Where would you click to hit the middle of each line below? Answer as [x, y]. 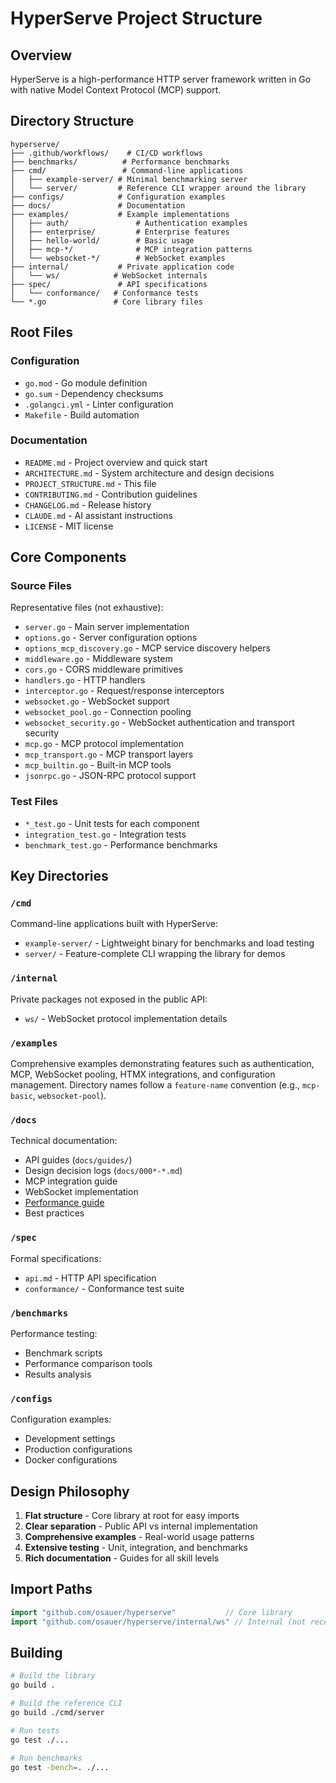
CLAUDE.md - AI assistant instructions [98, 515]
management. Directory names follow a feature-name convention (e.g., [155, 1085]
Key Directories [59, 876]
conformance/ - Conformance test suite [104, 1288]
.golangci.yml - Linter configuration [99, 404]
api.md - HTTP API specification [90, 1278]
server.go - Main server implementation [107, 627]
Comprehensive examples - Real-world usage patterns [139, 1537]
